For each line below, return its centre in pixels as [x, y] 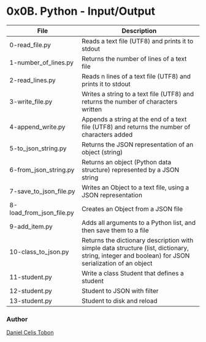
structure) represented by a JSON [131, 170]
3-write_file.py [31, 101]
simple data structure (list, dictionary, [135, 248]
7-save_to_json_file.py [42, 191]
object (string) [102, 152]
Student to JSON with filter [120, 291]
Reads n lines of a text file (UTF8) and [136, 76]
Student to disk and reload [120, 300]
